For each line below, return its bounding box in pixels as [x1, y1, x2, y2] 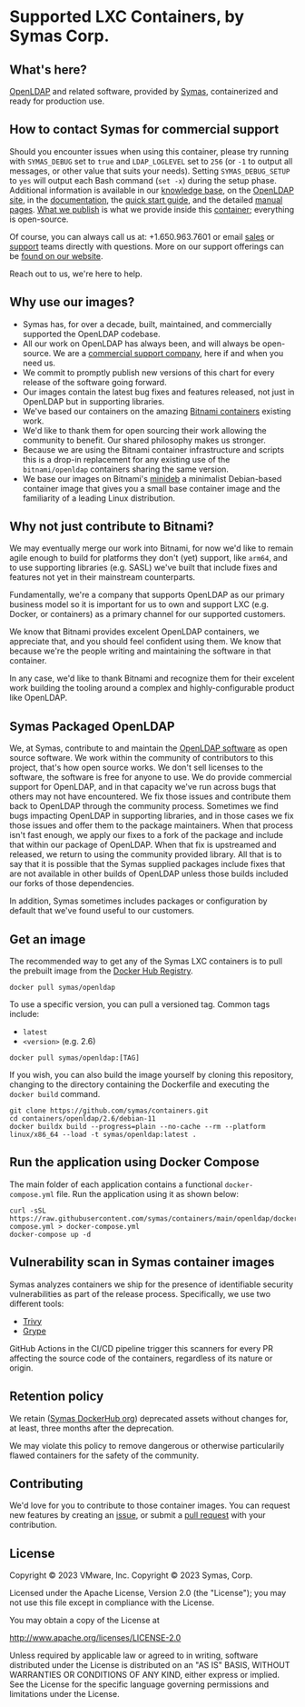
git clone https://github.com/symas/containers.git [9, 1106, 209, 1115]
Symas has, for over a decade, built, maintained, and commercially [22, 318, 272, 329]
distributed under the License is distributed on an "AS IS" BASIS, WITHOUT [9, 1660, 290, 1671]
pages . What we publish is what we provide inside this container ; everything [9, 204, 295, 215]
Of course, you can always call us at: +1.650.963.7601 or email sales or [9, 231, 275, 242]
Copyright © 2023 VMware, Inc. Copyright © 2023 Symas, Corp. [9, 1570, 253, 1581]
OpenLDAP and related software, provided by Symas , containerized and [9, 86, 279, 96]
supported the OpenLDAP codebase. [22, 328, 161, 339]
